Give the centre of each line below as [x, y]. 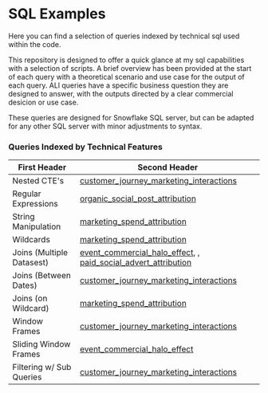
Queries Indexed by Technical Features [86, 147]
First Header [42, 167]
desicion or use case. [43, 102]
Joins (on [30, 298]
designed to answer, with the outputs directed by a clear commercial [121, 93]
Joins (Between [42, 276]
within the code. [35, 44]
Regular [27, 194]
